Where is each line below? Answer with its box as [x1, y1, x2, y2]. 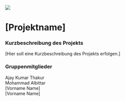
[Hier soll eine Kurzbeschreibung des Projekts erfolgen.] [5, 51, 121, 57]
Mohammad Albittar [5, 80, 46, 86]
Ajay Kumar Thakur [5, 75, 45, 81]
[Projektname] [5, 22, 66, 33]
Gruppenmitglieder [5, 63, 52, 70]
